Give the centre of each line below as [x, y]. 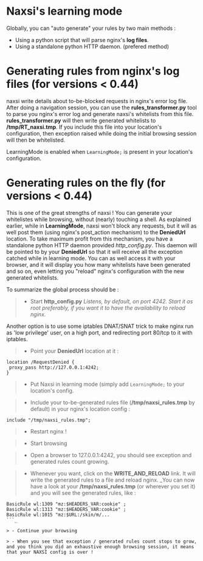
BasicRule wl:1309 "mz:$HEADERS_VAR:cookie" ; [66, 504]
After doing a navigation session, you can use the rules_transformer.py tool [102, 107]
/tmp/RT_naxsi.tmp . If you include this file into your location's [84, 127]
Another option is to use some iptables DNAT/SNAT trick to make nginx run [100, 326]
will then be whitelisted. [36, 140]
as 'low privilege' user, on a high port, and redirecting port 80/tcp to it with [99, 332]
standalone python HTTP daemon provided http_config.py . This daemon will [102, 245]
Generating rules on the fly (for [86, 183]
